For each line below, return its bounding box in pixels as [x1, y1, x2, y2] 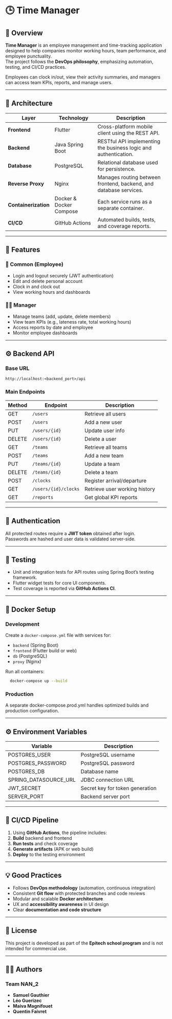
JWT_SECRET [8, 785, 41, 792]
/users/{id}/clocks [32, 486, 80, 492]
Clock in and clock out [12, 284, 60, 290]
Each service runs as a [97, 198, 152, 205]
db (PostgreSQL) [12, 653, 48, 659]
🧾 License [5, 926, 37, 935]
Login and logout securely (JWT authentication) [12, 272, 114, 278]
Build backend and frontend [12, 835, 72, 841]
